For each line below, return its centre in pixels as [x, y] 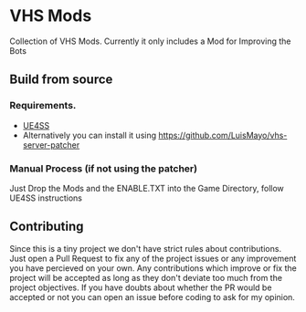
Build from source [61, 80]
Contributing [47, 227]
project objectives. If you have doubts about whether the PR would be [141, 287]
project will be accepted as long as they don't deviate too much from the [146, 277]
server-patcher [51, 145]
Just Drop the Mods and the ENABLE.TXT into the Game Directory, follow [147, 188]
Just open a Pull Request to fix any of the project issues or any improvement [153, 258]
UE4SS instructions [46, 198]
